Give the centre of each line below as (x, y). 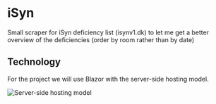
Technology (34, 62)
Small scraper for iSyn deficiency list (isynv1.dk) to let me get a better (108, 32)
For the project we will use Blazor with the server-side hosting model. (108, 79)
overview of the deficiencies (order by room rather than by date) (101, 39)
